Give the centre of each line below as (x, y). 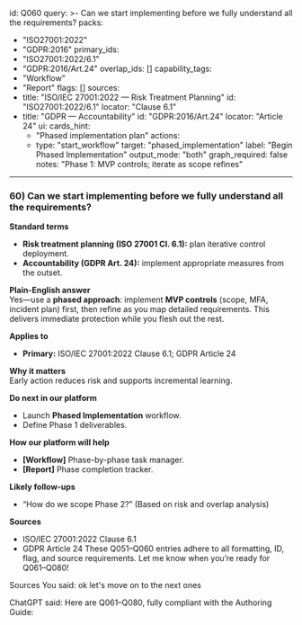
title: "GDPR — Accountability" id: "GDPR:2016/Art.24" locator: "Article (152, 116)
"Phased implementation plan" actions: (108, 135)
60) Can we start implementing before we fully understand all (147, 195)
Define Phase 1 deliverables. (75, 425)
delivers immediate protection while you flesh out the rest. (117, 319)
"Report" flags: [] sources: (71, 88)
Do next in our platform (53, 398)
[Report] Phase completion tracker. (88, 469)
